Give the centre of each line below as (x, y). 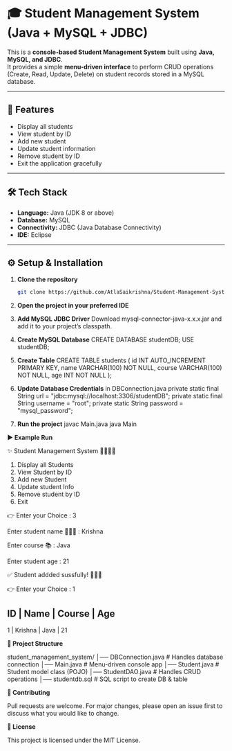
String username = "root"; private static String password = (100, 403)
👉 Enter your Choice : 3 (42, 515)
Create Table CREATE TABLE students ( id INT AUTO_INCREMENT (111, 360)
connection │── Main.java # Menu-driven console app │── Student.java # (113, 664)
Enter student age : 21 (38, 561)
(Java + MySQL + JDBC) (78, 33)
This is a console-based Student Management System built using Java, (111, 52)
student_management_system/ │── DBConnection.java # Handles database (115, 657)
